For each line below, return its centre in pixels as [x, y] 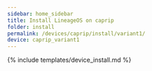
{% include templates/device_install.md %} [69, 60]
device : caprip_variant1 [43, 40]
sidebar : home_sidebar [40, 14]
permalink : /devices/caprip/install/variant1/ [76, 33]
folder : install [31, 27]
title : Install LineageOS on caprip [61, 20]
